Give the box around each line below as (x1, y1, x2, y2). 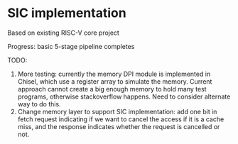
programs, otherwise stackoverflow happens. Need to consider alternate (17, 92, 231, 101)
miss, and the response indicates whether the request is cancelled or (17, 122, 220, 131)
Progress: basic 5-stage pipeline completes (7, 42, 135, 50)
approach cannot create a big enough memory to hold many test (17, 84, 207, 93)
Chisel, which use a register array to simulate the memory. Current (17, 77, 212, 86)
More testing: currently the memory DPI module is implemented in (17, 70, 211, 78)
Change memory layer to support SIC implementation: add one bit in (17, 107, 217, 116)
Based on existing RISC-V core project (7, 28, 119, 37)
